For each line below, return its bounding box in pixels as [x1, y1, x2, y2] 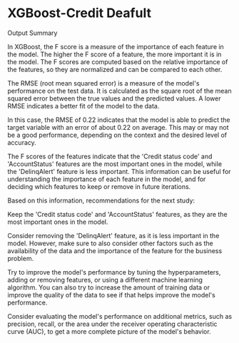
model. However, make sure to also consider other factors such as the [7, 239, 214, 247]
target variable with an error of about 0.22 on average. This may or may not [7, 123, 230, 131]
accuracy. [7, 138, 37, 147]
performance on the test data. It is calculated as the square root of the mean [7, 86, 232, 95]
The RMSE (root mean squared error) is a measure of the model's [7, 78, 200, 87]
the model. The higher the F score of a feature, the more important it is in [7, 50, 222, 58]
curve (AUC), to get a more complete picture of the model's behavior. [7, 327, 212, 336]
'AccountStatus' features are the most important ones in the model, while [7, 159, 223, 168]
